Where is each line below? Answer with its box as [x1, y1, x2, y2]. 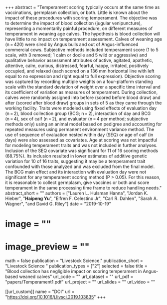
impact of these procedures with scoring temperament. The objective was [5, 15, 158, 20]
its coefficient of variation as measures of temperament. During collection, [5, 89, 158, 95]
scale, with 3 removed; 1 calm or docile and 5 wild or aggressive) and [5, 52, 147, 58]
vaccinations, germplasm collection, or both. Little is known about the [5, 9, 148, 15]
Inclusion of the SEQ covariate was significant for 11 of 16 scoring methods [5, 147, 159, 153]
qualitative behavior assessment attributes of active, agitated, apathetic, [5, 57, 154, 63]
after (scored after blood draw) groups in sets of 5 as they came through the [5, 100, 162, 105]
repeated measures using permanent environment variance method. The [5, 126, 155, 132]
